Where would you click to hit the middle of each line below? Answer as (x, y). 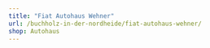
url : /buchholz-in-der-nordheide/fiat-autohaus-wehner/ (105, 24)
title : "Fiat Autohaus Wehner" (61, 16)
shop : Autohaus (34, 31)
